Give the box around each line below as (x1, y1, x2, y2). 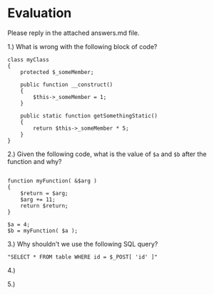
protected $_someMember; (20, 68, 94, 76)
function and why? (7, 157, 62, 165)
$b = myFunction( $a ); (7, 227, 78, 234)
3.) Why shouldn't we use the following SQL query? (7, 239, 158, 248)
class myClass (7, 56, 50, 63)
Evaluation (7, 5, 72, 21)
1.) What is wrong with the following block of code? (7, 42, 158, 51)
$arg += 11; (20, 196, 56, 203)
